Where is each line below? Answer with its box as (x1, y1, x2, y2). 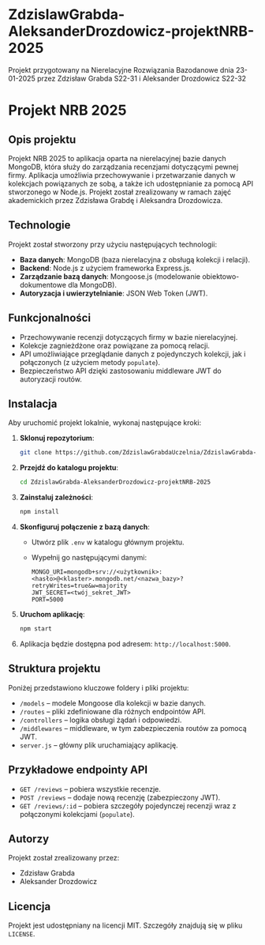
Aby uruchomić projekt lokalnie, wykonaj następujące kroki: (8, 418, 202, 427)
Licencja (8, 899, 51, 913)
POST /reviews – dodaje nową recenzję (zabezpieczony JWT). (19, 793, 221, 802)
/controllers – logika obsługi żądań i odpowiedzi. (19, 715, 182, 725)
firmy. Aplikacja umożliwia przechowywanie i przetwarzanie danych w (8, 170, 236, 179)
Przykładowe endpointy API (8, 763, 148, 777)
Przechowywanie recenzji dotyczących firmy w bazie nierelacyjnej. (19, 332, 238, 341)
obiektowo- (202, 271, 240, 281)
